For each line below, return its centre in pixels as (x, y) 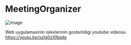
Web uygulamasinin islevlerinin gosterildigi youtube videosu (65, 32)
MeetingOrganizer (43, 9)
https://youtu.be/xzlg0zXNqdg (36, 37)
